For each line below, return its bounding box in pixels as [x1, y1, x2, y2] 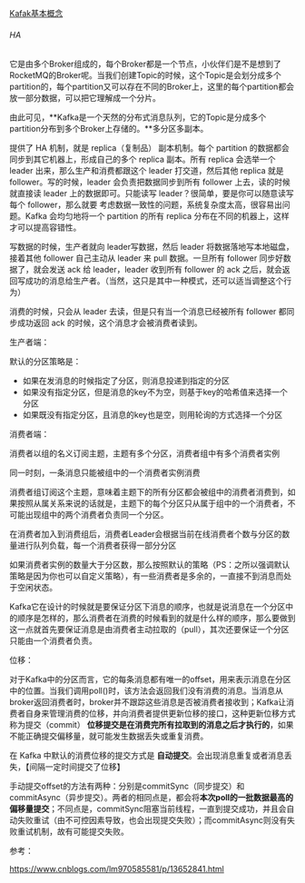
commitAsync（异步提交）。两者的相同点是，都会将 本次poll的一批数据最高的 [9, 792, 294, 803]
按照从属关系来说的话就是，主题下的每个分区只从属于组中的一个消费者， [16, 498, 288, 509]
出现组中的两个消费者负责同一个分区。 [25, 510, 169, 521]
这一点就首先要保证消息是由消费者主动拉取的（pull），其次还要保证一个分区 [9, 624, 290, 635]
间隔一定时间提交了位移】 [28, 761, 125, 772]
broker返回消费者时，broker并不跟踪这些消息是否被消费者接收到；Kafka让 [9, 697, 287, 708]
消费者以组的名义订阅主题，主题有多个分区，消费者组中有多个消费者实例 [9, 448, 280, 459]
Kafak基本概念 [9, 8, 64, 18]
